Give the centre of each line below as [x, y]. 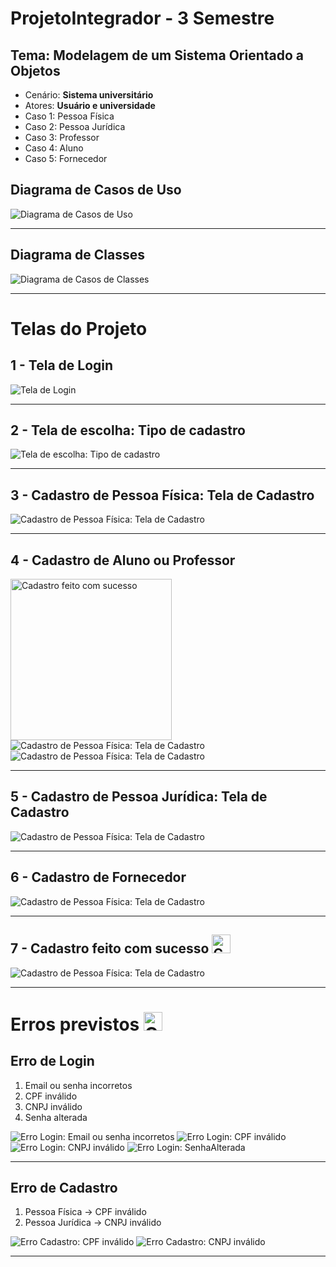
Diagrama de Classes [78, 255]
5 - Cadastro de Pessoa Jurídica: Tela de [139, 797]
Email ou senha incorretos [78, 1085]
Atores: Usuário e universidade [90, 105]
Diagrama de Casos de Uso [96, 190]
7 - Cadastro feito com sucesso [110, 948]
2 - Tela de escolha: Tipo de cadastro [128, 430]
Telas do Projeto [79, 328]
